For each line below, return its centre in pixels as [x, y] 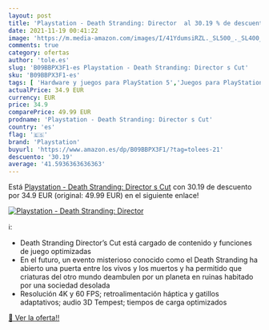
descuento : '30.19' [41, 157]
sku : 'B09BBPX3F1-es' [44, 75]
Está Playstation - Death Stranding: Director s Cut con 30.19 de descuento [130, 187]
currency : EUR [32, 97]
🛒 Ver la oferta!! [34, 318]
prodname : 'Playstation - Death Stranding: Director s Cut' [111, 120]
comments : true [34, 46]
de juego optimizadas [56, 252]
